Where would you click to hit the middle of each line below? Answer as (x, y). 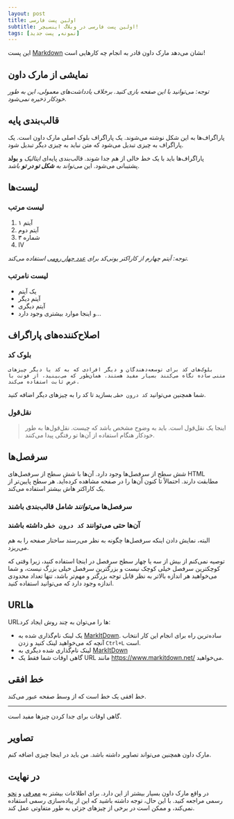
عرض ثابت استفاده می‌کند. (44, 382)
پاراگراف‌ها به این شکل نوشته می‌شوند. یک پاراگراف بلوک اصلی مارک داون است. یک (116, 137)
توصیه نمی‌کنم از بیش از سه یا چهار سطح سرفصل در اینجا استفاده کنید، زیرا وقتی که (116, 561)
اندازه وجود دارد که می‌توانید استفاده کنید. (61, 583)
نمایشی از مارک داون (48, 75)
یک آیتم (27, 291)
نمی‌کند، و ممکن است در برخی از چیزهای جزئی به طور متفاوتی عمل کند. (101, 808)
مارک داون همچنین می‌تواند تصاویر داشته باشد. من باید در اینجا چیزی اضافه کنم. (109, 754)
